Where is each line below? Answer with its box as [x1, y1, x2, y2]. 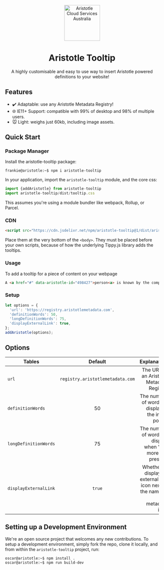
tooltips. [5, 247, 21, 253]
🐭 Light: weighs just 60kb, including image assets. [12, 119, 115, 125]
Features [5, 88, 33, 96]
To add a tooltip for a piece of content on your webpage [5, 271, 118, 277]
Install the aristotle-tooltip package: [5, 159, 77, 165]
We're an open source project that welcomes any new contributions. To [5, 536, 149, 542]
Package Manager [5, 148, 49, 154]
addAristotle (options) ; [5, 330, 54, 335]
